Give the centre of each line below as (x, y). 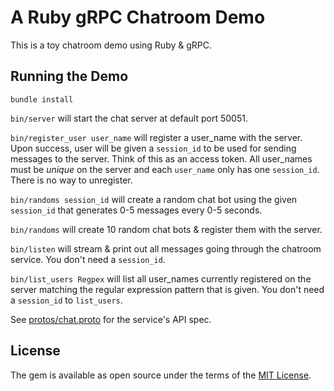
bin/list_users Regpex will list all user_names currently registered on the (161, 278)
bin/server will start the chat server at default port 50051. (129, 118)
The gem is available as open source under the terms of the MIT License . (161, 375)
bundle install (42, 99)
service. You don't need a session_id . (88, 259)
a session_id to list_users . (66, 300)
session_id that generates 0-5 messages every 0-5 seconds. (136, 210)
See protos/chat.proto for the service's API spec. (111, 319)
